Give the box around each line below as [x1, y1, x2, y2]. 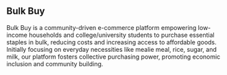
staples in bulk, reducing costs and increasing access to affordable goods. [6, 37, 217, 46]
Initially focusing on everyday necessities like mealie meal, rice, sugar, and [6, 45, 217, 53]
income [6, 31, 28, 39]
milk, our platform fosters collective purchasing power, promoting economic [6, 52, 221, 61]
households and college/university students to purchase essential [29, 31, 215, 39]
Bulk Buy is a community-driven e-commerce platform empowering [6, 23, 197, 31]
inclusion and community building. [6, 59, 104, 67]
